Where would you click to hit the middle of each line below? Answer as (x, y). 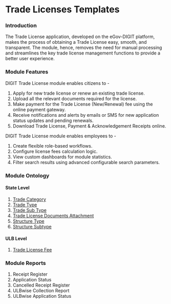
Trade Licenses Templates (62, 10)
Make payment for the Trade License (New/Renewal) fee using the (83, 104)
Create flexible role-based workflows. (52, 146)
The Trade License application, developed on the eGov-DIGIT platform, (80, 37)
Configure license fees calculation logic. (55, 151)
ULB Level (16, 238)
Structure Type (28, 221)
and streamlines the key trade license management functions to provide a (83, 53)
